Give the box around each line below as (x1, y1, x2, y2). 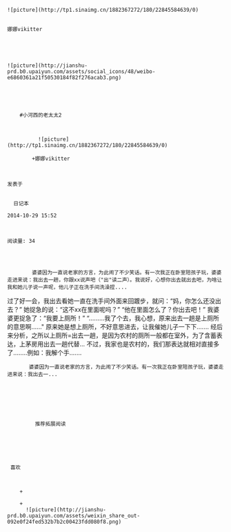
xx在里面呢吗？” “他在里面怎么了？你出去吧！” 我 (74, 306, 214, 313)
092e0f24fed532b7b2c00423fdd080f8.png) (7, 518, 122, 525)
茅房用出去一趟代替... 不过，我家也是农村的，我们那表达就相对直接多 (25, 340, 220, 348)
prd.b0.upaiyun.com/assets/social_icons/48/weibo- (7, 68, 156, 75)
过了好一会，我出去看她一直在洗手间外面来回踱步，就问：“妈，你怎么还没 (7, 297, 216, 305)
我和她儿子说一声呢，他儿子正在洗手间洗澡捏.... (7, 284, 128, 290)
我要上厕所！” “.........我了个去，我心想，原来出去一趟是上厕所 (46, 314, 219, 322)
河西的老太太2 (27, 112, 62, 119)
